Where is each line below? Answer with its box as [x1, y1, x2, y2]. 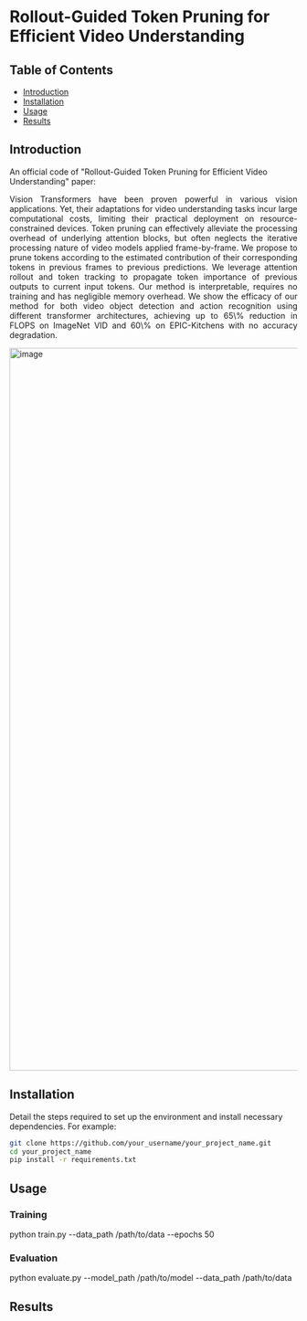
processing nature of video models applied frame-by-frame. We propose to [9, 242, 298, 253]
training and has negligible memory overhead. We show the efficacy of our [9, 291, 298, 301]
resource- [259, 213, 298, 224]
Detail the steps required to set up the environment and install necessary [9, 1111, 283, 1122]
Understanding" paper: [9, 175, 96, 186]
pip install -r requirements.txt [9, 1156, 137, 1165]
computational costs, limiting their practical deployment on [9, 213, 255, 224]
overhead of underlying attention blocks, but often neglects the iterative [9, 232, 298, 243]
